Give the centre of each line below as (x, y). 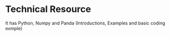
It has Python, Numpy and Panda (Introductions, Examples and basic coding (85, 23)
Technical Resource (48, 9)
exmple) (14, 28)
